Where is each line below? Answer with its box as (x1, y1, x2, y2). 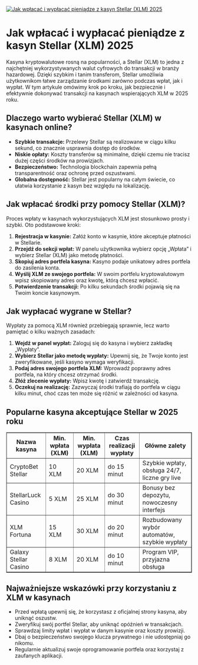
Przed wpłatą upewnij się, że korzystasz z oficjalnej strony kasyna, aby (14, 608, 187, 615)
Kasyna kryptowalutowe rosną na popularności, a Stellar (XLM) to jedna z (6, 58, 184, 65)
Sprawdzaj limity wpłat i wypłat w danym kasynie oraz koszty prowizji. (14, 627, 186, 634)
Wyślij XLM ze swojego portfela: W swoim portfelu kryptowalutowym (14, 270, 184, 277)
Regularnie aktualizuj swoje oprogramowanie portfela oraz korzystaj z (14, 646, 184, 653)
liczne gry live (142, 473, 181, 482)
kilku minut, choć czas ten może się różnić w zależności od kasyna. (14, 390, 179, 397)
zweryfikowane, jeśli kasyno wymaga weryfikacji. (14, 358, 136, 366)
